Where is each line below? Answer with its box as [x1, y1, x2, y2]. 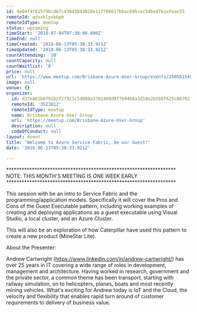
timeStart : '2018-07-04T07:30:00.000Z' [6, 30, 104, 36]
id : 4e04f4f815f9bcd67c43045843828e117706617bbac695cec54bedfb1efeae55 [6, 8, 185, 15]
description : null [11, 123, 57, 129]
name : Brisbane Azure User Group [11, 112, 93, 118]
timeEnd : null [6, 36, 41, 42]
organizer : [6, 90, 33, 96]
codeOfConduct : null [11, 128, 62, 135]
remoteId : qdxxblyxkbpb [6, 14, 64, 20]
